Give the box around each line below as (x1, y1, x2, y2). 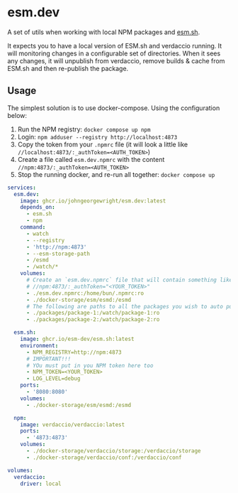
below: (7, 111, 27, 119)
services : (7, 184, 37, 191)
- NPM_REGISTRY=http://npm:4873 (25, 349, 122, 356)
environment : (20, 342, 59, 349)
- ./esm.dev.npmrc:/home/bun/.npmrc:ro (25, 289, 144, 297)
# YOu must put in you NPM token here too (25, 362, 154, 369)
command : (20, 224, 46, 231)
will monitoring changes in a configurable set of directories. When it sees (7, 49, 221, 58)
